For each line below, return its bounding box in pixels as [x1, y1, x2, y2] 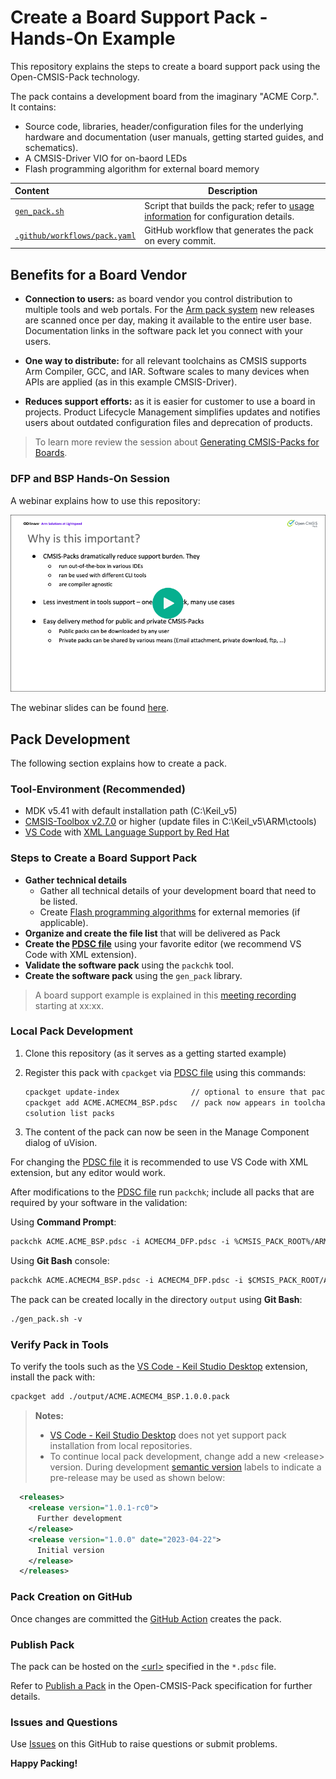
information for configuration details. [144, 210, 295, 222]
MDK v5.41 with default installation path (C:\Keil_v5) [24, 805, 238, 817]
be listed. [39, 895, 78, 907]
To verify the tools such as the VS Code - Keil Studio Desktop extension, [10, 1361, 308, 1373]
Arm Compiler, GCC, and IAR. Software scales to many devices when [24, 366, 310, 378]
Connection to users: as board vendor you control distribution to [24, 293, 293, 305]
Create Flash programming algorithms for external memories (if [39, 906, 301, 918]
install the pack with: [10, 1371, 96, 1383]
